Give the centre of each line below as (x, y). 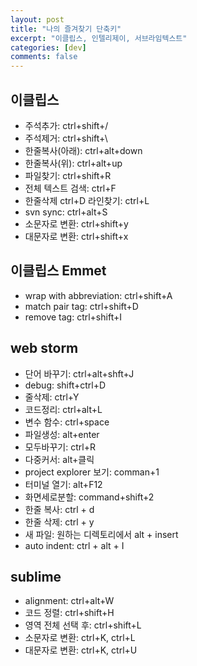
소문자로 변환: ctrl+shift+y (76, 223)
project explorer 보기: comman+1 (92, 472)
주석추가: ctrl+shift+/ (66, 125)
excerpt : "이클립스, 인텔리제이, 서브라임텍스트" (99, 38)
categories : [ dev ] (48, 47)
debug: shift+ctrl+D (65, 385)
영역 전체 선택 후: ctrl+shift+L (83, 625)
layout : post (37, 19)
